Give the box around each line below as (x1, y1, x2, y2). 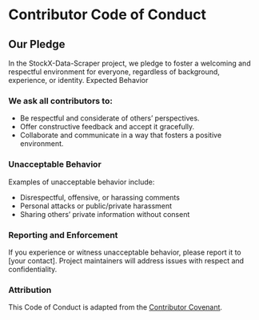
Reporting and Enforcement (8, 229, 118, 240)
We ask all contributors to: (8, 95, 114, 106)
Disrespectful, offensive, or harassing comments (19, 192, 180, 202)
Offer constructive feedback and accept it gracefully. (19, 122, 195, 132)
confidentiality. (8, 264, 58, 274)
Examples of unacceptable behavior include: (8, 177, 155, 187)
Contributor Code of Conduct (8, 6, 206, 24)
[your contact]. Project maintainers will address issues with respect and (8, 255, 245, 265)
